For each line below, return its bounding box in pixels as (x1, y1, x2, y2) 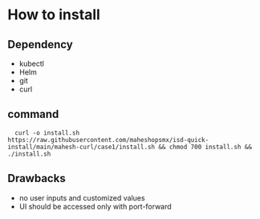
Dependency (7, 38, 73, 51)
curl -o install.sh (14, 128, 80, 137)
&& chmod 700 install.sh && (158, 143, 252, 151)
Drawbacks (7, 172, 66, 185)
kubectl (18, 59, 45, 68)
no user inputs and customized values (18, 193, 145, 202)
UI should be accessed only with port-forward (18, 201, 172, 211)
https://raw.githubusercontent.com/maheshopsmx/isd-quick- (7, 136, 209, 144)
